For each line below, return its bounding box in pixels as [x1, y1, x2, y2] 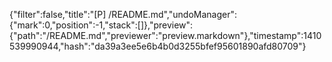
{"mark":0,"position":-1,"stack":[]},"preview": [9, 19, 194, 31]
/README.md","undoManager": [108, 9, 237, 20]
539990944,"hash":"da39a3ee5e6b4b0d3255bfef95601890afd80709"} [9, 40, 307, 52]
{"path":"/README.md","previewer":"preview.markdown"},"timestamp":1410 [9, 30, 322, 41]
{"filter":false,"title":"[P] [9, 9, 107, 20]
